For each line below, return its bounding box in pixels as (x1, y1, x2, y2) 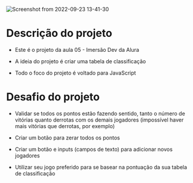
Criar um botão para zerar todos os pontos (14, 134, 121, 141)
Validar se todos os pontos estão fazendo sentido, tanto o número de (14, 110, 185, 117)
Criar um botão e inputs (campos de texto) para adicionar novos (14, 145, 173, 153)
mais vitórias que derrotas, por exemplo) (14, 122, 115, 129)
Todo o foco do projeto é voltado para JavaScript (14, 69, 136, 76)
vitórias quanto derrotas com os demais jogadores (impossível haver (14, 116, 184, 123)
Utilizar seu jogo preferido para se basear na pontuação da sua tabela (14, 163, 187, 170)
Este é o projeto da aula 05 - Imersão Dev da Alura (14, 46, 139, 53)
